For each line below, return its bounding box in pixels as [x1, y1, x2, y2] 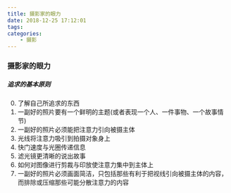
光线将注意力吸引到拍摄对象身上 [17, 135, 111, 143]
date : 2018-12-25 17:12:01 [7, 17, 87, 24]
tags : [7, 23, 23, 30]
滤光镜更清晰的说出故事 [17, 152, 86, 161]
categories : [7, 30, 42, 37]
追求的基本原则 [7, 80, 51, 88]
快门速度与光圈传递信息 [17, 143, 86, 151]
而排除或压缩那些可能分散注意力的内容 [17, 178, 129, 187]
